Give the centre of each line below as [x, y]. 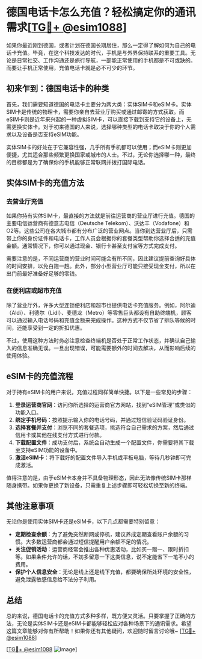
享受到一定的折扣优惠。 [56, 327]
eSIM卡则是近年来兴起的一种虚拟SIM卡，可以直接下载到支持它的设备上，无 [99, 119]
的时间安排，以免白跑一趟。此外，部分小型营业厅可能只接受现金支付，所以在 [101, 266]
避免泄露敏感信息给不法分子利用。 [57, 580]
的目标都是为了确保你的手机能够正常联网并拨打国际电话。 [77, 162]
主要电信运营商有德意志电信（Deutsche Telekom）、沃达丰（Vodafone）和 [98, 223]
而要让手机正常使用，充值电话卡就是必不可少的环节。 [72, 67]
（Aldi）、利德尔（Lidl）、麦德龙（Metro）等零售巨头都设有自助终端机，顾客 [99, 312]
